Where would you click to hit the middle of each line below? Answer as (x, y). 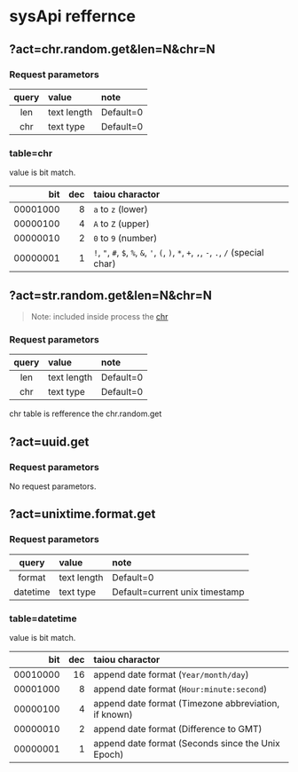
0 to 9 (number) (125, 239)
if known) (113, 714)
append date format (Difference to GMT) (178, 729)
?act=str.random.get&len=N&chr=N (111, 295)
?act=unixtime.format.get (82, 514)
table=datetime (43, 618)
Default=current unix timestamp (178, 592)
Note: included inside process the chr (99, 316)
